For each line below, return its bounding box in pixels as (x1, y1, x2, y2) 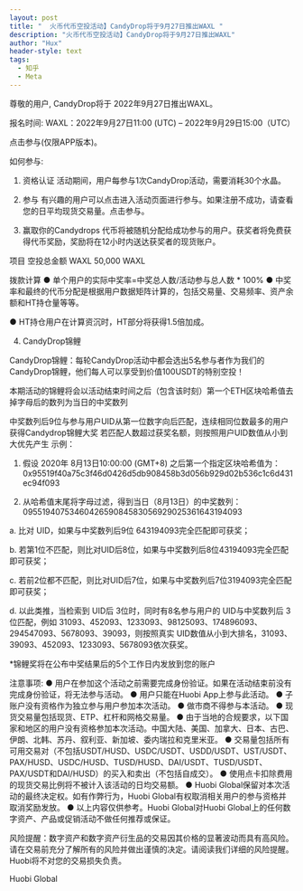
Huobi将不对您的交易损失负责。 (9, 855, 127, 866)
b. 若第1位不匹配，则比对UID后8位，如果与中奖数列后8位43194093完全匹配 (9, 544, 289, 555)
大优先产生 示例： (9, 438, 75, 449)
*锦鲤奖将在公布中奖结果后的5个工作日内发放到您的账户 (9, 658, 216, 669)
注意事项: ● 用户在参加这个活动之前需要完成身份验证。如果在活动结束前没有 (9, 678, 292, 688)
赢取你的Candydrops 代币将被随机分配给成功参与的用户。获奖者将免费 (22, 224, 284, 235)
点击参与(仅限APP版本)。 (9, 137, 102, 147)
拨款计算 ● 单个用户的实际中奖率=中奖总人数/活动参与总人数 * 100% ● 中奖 (9, 274, 291, 285)
